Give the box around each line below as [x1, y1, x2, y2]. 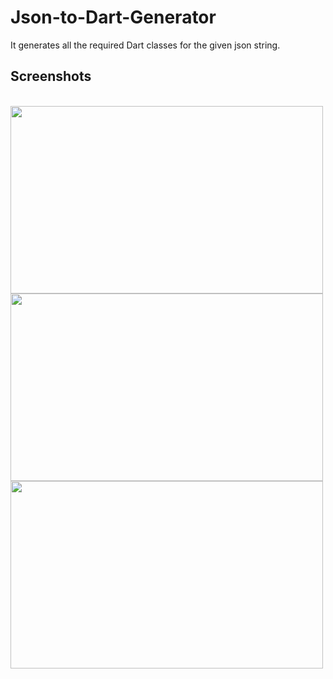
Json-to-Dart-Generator [10, 6, 217, 29]
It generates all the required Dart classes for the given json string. [10, 39, 281, 51]
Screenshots [10, 68, 92, 85]
